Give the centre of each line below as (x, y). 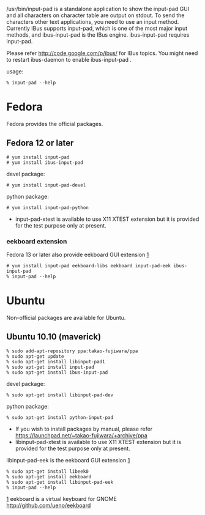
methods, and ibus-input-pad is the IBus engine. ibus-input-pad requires (98, 35)
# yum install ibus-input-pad (45, 162)
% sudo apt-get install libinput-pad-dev (60, 395)
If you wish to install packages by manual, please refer (84, 429)
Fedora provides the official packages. (55, 124)
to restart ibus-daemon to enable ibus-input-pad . (69, 60)
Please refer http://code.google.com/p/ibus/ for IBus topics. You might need (102, 53)
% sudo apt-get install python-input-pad (60, 417)
